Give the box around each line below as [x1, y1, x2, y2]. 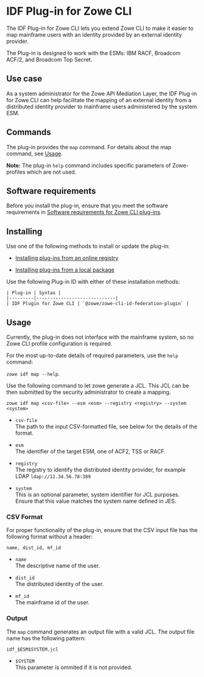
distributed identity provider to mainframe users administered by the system [6, 103, 197, 110]
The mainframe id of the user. [15, 599, 90, 606]
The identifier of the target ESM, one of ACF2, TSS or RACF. [15, 448, 166, 455]
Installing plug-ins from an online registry [15, 254, 119, 262]
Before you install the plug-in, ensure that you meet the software [6, 202, 169, 209]
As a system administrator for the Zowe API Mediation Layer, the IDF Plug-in [6, 90, 197, 97]
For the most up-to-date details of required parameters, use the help [6, 352, 178, 359]
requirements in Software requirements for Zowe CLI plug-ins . [6, 209, 162, 216]
